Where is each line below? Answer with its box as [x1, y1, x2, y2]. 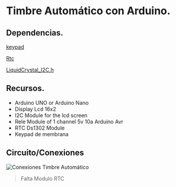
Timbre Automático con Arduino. [6, 4, 171, 18]
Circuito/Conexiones [6, 148, 84, 158]
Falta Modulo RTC [20, 175, 65, 182]
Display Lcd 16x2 [14, 105, 57, 112]
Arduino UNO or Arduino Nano [14, 99, 89, 106]
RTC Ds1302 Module [14, 124, 65, 131]
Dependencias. [6, 28, 64, 38]
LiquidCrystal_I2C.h [6, 66, 54, 73]
